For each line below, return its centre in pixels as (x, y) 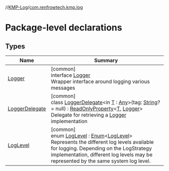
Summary (106, 60)
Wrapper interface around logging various (100, 81)
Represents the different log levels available (103, 142)
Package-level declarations (64, 28)
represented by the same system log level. (101, 161)
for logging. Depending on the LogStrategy (101, 148)
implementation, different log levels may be (102, 155)
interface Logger (71, 75)
